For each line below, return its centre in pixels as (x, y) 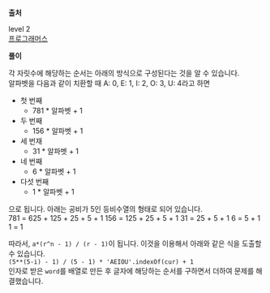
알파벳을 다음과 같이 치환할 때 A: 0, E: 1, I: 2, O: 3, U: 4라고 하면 (109, 83)
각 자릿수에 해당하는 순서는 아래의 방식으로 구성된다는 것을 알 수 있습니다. (124, 73)
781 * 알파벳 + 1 (58, 110)
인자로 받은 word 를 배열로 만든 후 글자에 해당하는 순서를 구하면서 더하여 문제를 (131, 271)
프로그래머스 (28, 39)
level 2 (19, 29)
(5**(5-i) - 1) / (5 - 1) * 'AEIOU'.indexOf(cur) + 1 (101, 262)
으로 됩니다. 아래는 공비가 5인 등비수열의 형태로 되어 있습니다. (105, 209)
